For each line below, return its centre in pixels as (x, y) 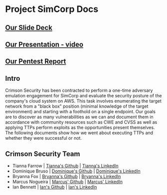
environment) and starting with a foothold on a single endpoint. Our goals (81, 112)
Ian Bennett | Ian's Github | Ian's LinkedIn (55, 187)
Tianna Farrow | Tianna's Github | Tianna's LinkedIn (65, 166)
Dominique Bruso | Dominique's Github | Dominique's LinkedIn (76, 171)
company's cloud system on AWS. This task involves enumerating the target (83, 101)
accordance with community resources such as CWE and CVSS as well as (81, 122)
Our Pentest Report (36, 62)
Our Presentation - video (44, 44)
